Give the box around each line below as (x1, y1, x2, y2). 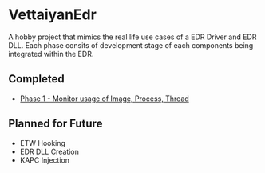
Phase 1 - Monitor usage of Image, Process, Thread (19, 94, 189, 103)
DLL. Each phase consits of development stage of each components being (8, 40, 254, 50)
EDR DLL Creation (19, 147, 80, 156)
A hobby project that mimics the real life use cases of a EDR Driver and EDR (8, 32, 257, 42)
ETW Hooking (19, 138, 66, 147)
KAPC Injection (19, 155, 70, 165)
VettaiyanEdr (8, 6, 97, 24)
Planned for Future (8, 117, 103, 131)
